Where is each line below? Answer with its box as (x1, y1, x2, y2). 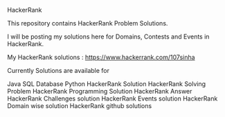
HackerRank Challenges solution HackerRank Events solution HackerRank (7, 94, 218, 103)
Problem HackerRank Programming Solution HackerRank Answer (7, 87, 192, 95)
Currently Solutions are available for (7, 67, 109, 74)
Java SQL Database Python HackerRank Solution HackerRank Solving (7, 80, 206, 88)
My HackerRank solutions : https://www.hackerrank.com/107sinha (7, 53, 195, 61)
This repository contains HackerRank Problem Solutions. (7, 19, 168, 27)
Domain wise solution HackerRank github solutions (7, 102, 152, 109)
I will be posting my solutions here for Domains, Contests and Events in (7, 32, 210, 41)
